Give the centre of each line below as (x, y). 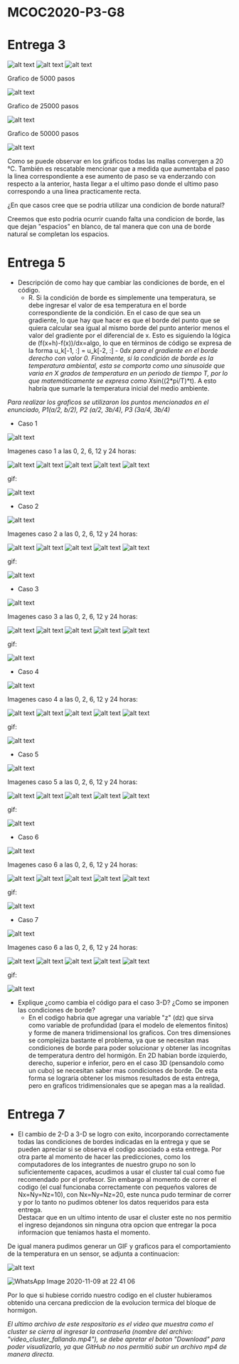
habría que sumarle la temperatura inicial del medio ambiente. (119, 388)
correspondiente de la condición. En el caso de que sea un (115, 313)
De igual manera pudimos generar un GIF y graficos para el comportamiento (119, 1246)
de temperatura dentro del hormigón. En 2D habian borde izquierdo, (128, 1056)
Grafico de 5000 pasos (41, 78)
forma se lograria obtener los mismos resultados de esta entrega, (124, 1078)
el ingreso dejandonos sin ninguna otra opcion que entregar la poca (117, 1225)
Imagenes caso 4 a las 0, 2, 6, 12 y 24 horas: (73, 699)
